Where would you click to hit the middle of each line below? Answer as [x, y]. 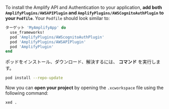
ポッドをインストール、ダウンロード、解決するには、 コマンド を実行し [81, 62]
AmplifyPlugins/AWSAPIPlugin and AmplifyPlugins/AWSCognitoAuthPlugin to [85, 13]
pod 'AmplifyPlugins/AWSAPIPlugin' [48, 42]
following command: [27, 93]
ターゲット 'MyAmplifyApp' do [36, 28]
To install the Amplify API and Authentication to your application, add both [84, 7]
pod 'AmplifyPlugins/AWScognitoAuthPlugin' [57, 37]
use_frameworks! [27, 32]
